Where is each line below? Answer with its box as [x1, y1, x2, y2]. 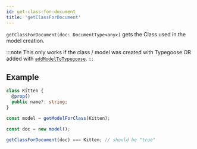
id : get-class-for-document [6, 8, 76, 15]
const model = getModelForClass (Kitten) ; [6, 115, 111, 121]
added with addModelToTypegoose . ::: [6, 55, 93, 62]
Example [6, 72, 39, 82]
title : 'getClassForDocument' [6, 14, 82, 20]
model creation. [6, 37, 45, 44]
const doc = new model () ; [6, 126, 70, 132]
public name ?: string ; [11, 99, 68, 105]
